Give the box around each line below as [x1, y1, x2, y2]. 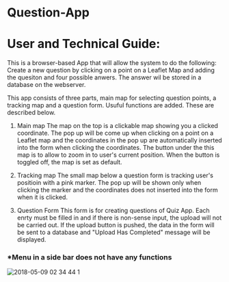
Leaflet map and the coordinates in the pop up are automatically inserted [16, 136, 222, 144]
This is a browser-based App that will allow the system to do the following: [7, 59, 217, 67]
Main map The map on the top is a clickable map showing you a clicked [16, 122, 219, 130]
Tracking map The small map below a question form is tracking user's [16, 171, 214, 179]
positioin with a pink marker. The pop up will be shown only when [16, 179, 202, 187]
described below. [7, 108, 56, 117]
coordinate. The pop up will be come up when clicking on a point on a [16, 129, 214, 138]
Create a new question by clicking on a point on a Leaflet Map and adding [7, 66, 215, 75]
